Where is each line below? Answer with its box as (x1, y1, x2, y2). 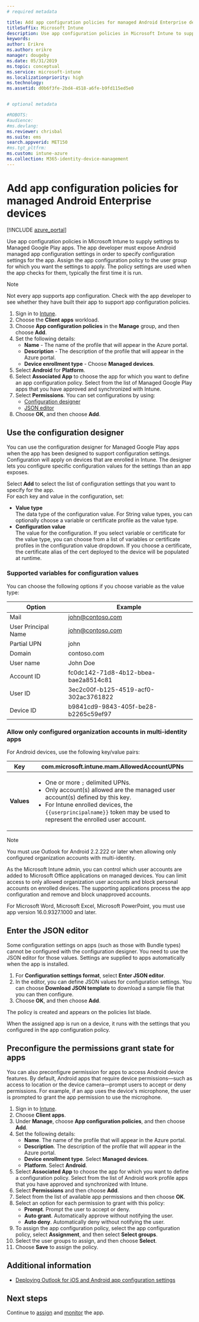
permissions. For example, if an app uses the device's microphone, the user (6, 1087, 191, 1094)
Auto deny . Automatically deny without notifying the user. (24, 1218, 165, 1225)
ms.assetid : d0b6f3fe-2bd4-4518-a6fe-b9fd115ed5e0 (6, 85, 134, 92)
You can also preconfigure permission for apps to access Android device (6, 1068, 184, 1075)
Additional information (6, 1260, 92, 1270)
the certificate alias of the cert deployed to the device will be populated (15, 548, 190, 555)
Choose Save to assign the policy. (15, 1243, 99, 1250)
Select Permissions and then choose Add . (15, 1186, 119, 1194)
